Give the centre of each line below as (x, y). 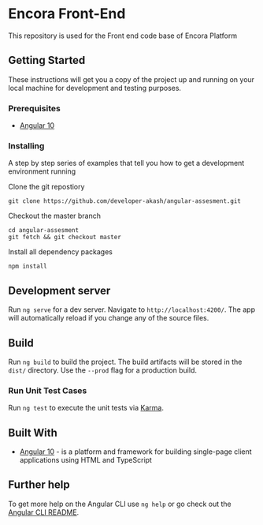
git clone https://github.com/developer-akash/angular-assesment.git (125, 201)
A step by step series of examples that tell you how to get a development (126, 163)
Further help (39, 485)
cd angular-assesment (44, 231)
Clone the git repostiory (46, 187)
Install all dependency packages (60, 252)
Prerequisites (34, 108)
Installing (26, 145)
